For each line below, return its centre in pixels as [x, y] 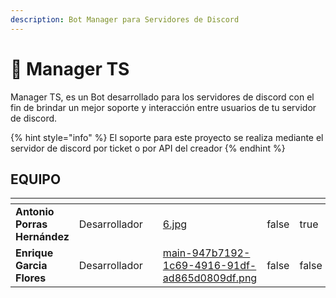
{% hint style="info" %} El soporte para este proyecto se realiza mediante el [167, 137]
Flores [31, 278]
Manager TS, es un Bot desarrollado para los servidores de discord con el [162, 97]
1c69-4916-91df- [209, 266]
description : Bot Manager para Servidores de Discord [125, 19]
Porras [31, 224]
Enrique [34, 253]
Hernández [42, 237]
